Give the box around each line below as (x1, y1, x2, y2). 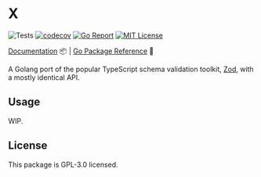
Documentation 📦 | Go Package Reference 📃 (8, 46, 154, 56)
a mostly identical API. (8, 72, 80, 82)
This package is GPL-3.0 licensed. (8, 160, 119, 169)
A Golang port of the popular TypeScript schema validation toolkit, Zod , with (8, 64, 254, 74)
